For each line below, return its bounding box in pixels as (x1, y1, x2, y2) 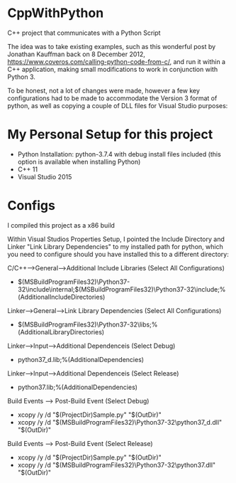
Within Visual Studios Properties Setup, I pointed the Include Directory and (7, 235, 225, 243)
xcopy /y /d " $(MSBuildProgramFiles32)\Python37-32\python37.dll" (17, 460, 216, 469)
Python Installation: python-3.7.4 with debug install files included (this (17, 149, 221, 158)
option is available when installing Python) (17, 157, 141, 166)
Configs (7, 198, 55, 214)
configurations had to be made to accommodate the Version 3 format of (7, 94, 218, 102)
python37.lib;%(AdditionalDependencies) (17, 383, 138, 391)
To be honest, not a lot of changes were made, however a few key (7, 86, 201, 95)
